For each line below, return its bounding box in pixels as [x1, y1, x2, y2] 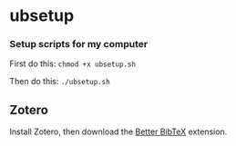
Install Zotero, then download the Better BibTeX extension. [9, 126, 228, 137]
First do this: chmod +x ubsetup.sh [9, 58, 137, 69]
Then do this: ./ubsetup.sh [9, 76, 111, 87]
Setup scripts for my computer [9, 38, 149, 51]
